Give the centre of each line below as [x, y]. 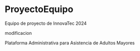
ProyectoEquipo [39, 9]
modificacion [18, 33]
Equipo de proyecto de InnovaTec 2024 [46, 23]
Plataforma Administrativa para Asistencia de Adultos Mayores [70, 43]
